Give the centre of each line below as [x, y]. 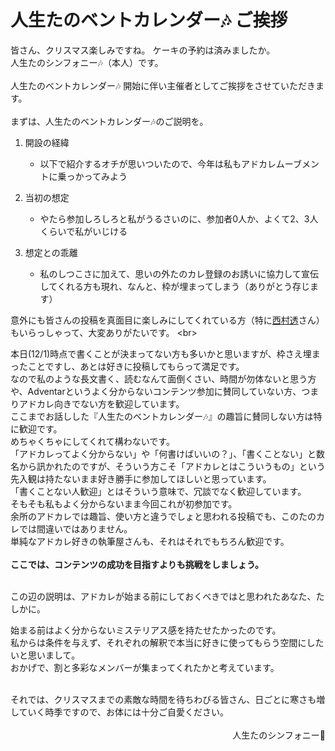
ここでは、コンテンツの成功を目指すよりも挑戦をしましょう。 [137, 564]
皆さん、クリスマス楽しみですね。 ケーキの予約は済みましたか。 [143, 50]
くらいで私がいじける [83, 231]
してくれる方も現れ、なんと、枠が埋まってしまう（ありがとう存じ [175, 286]
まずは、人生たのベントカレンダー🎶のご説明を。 [109, 121]
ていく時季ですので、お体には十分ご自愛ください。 [124, 712]
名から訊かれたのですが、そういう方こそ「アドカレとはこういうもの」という [168, 466]
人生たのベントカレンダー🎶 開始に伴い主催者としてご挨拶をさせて [145, 85]
